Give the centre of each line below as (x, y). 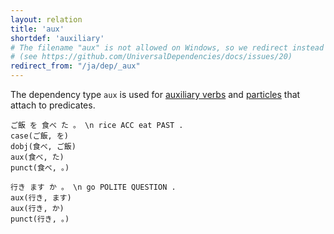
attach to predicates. (53, 105)
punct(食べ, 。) (40, 168)
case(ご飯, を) (39, 136)
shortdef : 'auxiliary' (57, 38)
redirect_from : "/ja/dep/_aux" (75, 66)
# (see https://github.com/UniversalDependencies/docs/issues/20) (151, 57)
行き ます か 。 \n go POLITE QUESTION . (93, 187)
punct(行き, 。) (40, 219)
